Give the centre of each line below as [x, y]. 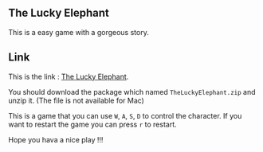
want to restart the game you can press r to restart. [92, 124]
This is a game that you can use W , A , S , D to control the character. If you [125, 115]
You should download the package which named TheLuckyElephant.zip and [132, 92]
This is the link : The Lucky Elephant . [69, 76]
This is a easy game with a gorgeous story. [79, 32]
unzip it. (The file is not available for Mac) [77, 100]
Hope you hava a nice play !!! [56, 139]
